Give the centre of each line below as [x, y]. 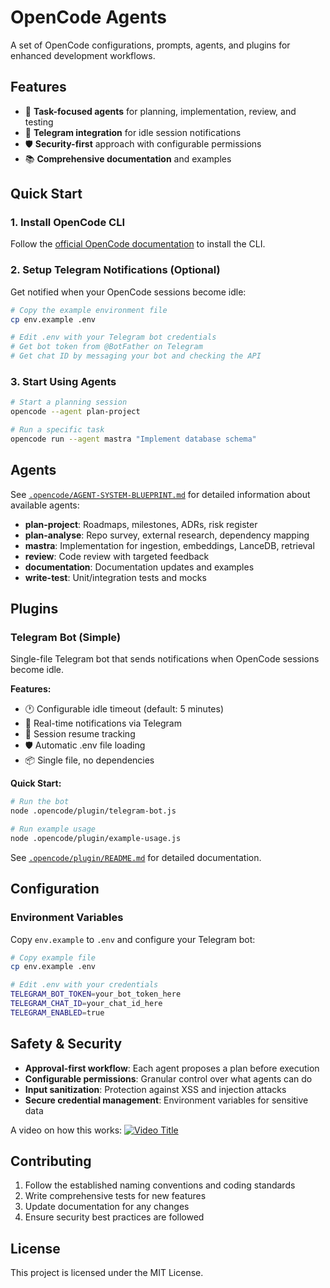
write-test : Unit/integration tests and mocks [115, 577]
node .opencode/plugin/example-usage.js [96, 839]
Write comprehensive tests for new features [115, 1196]
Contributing [51, 1161]
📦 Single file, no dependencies [89, 760]
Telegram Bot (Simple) [66, 638]
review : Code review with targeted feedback [117, 556]
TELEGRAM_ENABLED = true [57, 1012]
